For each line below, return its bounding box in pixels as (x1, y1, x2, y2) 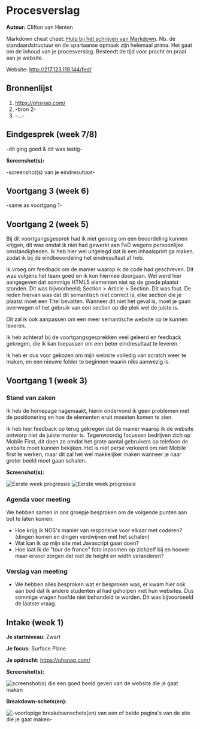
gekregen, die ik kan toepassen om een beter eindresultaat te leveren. (6, 340, 179, 347)
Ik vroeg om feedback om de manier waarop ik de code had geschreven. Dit (6, 266, 194, 273)
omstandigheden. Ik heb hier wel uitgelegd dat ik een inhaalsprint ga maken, (6, 248, 195, 255)
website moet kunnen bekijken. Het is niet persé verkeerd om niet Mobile (6, 444, 187, 451)
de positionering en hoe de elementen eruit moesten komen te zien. (6, 413, 174, 421)
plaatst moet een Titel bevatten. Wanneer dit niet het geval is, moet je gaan (6, 298, 191, 305)
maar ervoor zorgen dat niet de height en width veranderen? (14, 553, 164, 560)
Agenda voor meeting (6, 495, 71, 503)
